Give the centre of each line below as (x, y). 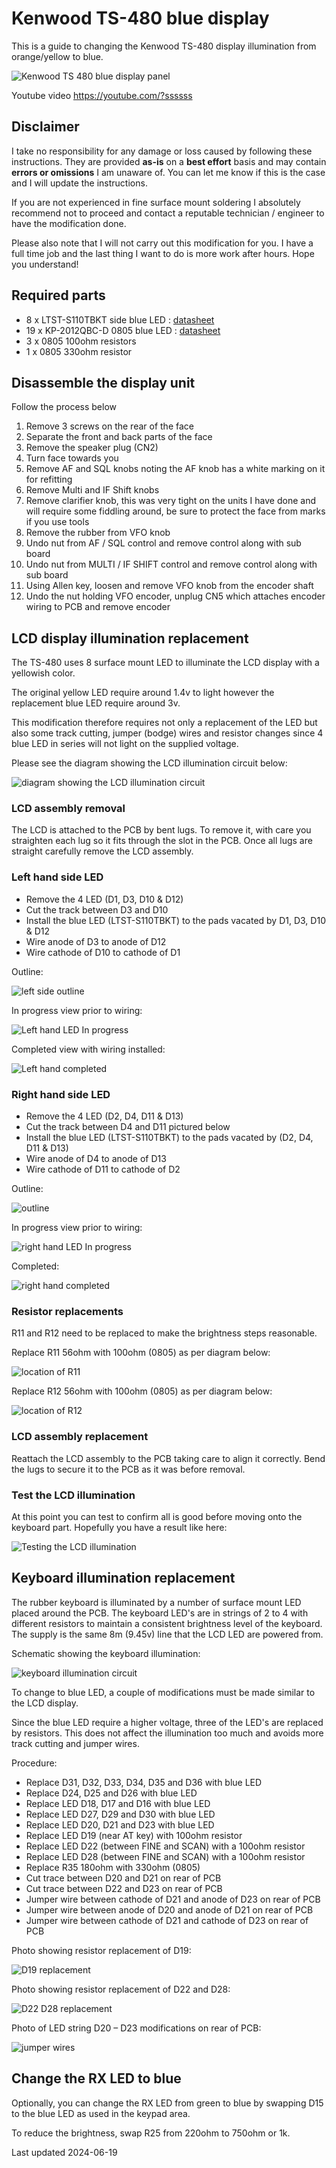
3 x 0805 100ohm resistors (81, 341)
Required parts (58, 295)
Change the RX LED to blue (96, 2078)
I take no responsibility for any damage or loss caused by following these (162, 151)
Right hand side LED (61, 1094)
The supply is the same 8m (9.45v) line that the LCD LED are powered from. (167, 1634)
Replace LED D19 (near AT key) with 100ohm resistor (134, 1835)
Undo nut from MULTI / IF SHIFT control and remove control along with (171, 564)
